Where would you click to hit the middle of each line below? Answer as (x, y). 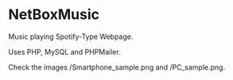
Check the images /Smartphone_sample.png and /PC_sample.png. (116, 67)
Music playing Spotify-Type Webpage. (71, 36)
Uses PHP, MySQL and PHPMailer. (64, 51)
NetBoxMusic (54, 15)
